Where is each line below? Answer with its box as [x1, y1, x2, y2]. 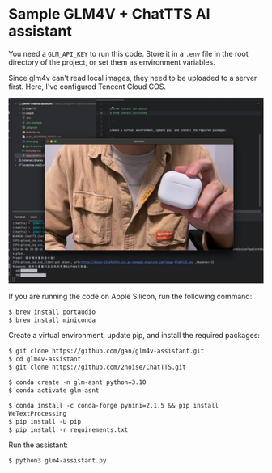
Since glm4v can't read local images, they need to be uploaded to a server [8, 73, 257, 82]
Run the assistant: [8, 440, 69, 450]
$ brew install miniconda [8, 316, 96, 324]
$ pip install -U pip [8, 418, 82, 426]
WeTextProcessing [8, 410, 67, 418]
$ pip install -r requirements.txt [8, 426, 129, 434]
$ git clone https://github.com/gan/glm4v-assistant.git [8, 347, 205, 356]
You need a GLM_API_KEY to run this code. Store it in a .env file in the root [8, 49, 249, 58]
